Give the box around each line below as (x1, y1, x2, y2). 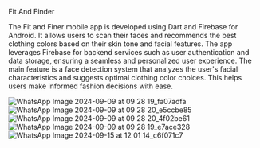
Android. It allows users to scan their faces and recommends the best (8, 31, 237, 40)
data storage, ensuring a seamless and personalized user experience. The (8, 56, 253, 65)
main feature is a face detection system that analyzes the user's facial (8, 64, 238, 74)
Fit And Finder (8, 7, 55, 16)
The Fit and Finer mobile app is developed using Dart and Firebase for (8, 22, 238, 31)
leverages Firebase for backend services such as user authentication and (8, 48, 250, 56)
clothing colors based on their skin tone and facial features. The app (8, 39, 233, 49)
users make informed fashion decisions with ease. (8, 81, 174, 91)
